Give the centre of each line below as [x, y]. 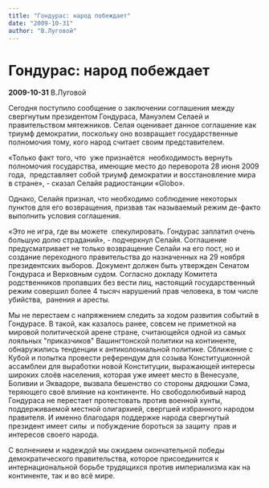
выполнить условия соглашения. [65, 216]
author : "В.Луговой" [43, 31]
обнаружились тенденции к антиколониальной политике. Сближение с [130, 349]
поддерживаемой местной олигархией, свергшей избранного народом [131, 409]
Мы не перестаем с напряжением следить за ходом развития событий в [134, 315]
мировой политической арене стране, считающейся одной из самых [127, 332]
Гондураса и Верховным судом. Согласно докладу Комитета [113, 274]
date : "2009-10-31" [41, 23]
